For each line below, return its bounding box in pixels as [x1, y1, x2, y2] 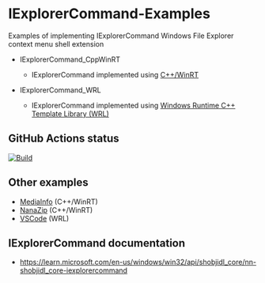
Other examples [8, 175, 89, 190]
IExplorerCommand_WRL [19, 85, 101, 95]
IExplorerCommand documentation [8, 236, 186, 250]
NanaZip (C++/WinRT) [19, 205, 93, 214]
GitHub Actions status [8, 132, 120, 145]
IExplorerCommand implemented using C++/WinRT [31, 70, 199, 79]
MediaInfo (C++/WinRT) [19, 197, 99, 206]
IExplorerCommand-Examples [8, 5, 211, 23]
